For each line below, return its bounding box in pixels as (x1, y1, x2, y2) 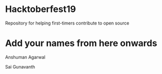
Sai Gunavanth (5, 63, 35, 69)
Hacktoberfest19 (5, 3, 76, 15)
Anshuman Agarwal (5, 54, 46, 60)
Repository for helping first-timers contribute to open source (5, 20, 130, 26)
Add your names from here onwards (5, 37, 158, 49)
